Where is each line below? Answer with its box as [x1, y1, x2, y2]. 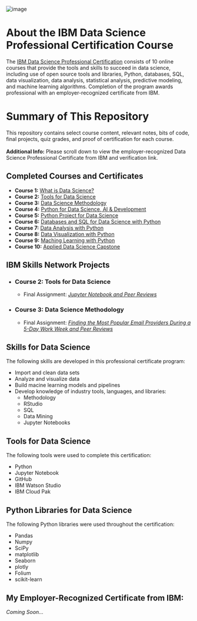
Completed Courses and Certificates [6, 171, 143, 182]
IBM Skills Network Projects [6, 260, 110, 270]
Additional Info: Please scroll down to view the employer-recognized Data [6, 147, 186, 155]
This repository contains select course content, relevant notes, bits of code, [6, 129, 190, 136]
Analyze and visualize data [14, 375, 80, 382]
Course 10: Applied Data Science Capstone [14, 243, 121, 250]
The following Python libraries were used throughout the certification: [6, 521, 175, 528]
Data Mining [23, 413, 53, 420]
